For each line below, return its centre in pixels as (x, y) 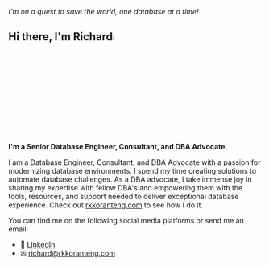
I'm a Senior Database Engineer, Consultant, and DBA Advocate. (118, 147)
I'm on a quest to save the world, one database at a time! (103, 12)
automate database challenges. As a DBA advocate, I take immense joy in (130, 179)
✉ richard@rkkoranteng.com (68, 253)
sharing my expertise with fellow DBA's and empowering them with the (126, 188)
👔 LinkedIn (37, 245)
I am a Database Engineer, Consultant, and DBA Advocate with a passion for (134, 162)
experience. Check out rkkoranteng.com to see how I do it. (106, 205)
